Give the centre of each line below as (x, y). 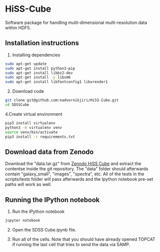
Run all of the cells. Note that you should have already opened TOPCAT (84, 239)
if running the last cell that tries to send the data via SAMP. (71, 244)
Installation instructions (42, 43)
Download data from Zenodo (50, 152)
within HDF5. (18, 27)
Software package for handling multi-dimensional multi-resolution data (76, 22)
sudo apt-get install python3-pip (40, 68)
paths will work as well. (29, 185)
